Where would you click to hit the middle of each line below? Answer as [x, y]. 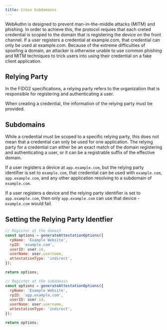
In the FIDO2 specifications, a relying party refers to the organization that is [83, 89]
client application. [23, 61]
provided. [15, 109]
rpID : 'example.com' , [32, 245]
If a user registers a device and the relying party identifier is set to [73, 193]
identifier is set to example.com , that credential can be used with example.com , [83, 173]
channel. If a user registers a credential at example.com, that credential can [83, 40]
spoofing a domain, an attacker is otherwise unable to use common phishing [83, 50]
